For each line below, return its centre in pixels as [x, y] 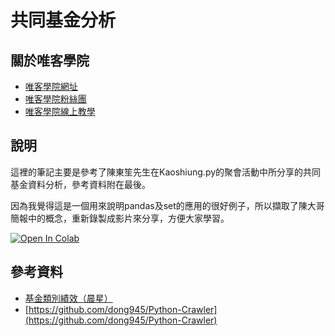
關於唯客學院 [50, 60]
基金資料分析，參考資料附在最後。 [80, 184]
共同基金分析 [63, 20]
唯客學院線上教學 [60, 111]
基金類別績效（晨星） [68, 298]
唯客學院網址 [51, 86]
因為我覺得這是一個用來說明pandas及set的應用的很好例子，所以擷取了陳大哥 [167, 205]
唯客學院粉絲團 [55, 99]
